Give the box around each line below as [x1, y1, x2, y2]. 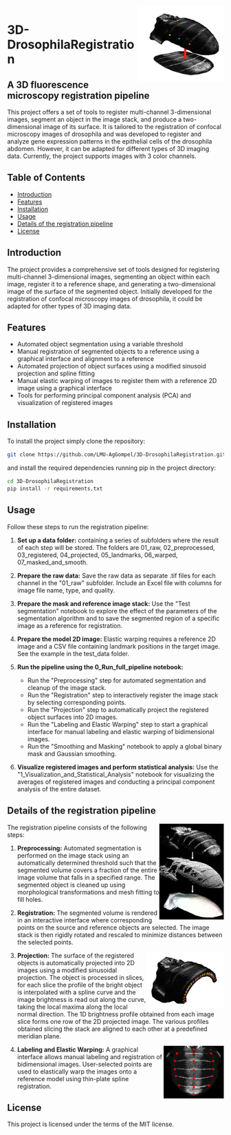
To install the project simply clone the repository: [7, 437, 146, 446]
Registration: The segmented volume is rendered [16, 909, 158, 917]
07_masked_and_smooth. [16, 557, 88, 566]
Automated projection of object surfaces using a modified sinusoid [16, 362, 206, 371]
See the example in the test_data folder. [16, 649, 129, 658]
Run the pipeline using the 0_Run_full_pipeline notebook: [16, 662, 184, 671]
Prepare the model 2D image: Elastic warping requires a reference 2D [16, 635, 217, 643]
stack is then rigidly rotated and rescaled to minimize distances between [16, 930, 223, 939]
